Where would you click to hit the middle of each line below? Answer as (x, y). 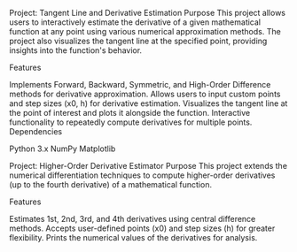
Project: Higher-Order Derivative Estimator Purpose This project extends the (148, 166)
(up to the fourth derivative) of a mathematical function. (111, 184)
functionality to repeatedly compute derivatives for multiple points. (131, 122)
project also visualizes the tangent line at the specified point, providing (138, 41)
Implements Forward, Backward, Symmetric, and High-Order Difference (140, 84)
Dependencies (36, 131)
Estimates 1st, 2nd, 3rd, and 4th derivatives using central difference (133, 219)
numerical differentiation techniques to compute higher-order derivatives (142, 175)
